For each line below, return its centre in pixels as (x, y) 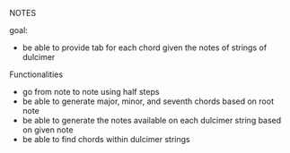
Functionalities (36, 74)
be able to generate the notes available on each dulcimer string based (152, 120)
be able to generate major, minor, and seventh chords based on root (148, 101)
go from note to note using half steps (91, 92)
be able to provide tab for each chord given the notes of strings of (145, 47)
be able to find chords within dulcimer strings (106, 139)
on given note (48, 130)
